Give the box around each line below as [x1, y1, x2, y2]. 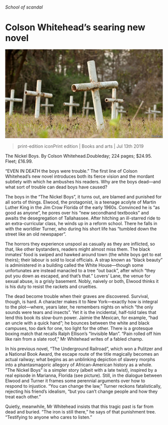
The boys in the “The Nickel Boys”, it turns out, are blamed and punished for [5, 194, 162, 200]
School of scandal [5, 4, 43, 10]
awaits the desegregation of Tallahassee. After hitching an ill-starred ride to [5, 215, 161, 221]
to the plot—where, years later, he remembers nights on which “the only [5, 304, 153, 310]
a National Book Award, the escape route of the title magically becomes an [5, 351, 159, 357]
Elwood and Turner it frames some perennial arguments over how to [5, 378, 145, 384]
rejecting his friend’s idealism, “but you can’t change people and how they [5, 388, 158, 394]
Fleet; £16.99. [5, 158, 33, 164]
